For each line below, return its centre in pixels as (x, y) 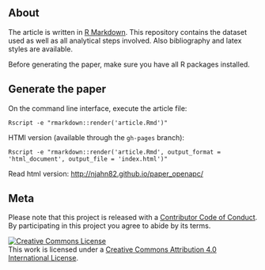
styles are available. (41, 49)
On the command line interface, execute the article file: (98, 108)
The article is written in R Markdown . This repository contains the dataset (128, 32)
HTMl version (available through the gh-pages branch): (96, 137)
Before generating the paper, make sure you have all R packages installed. (129, 64)
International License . (44, 258)
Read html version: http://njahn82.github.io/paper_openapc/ (106, 173)
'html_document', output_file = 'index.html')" (88, 159)
